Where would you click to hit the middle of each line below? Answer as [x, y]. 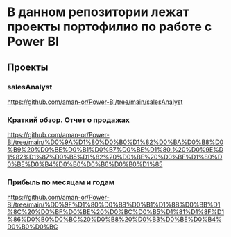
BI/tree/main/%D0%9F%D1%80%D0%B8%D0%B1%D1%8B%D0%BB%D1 [114, 204]
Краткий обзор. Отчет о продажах [69, 120]
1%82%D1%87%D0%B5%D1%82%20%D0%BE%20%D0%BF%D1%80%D [115, 157]
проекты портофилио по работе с [110, 27]
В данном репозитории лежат [98, 12]
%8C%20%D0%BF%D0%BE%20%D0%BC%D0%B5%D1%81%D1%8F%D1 [115, 212]
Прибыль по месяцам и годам [61, 182]
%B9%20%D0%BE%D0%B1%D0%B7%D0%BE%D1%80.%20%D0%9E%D [115, 150]
